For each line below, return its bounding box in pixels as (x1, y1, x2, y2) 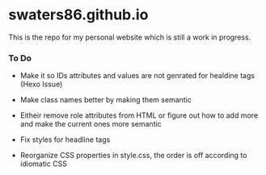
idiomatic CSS (19, 159, 67, 169)
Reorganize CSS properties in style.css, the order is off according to (19, 151, 247, 160)
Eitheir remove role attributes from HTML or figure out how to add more (19, 110, 259, 120)
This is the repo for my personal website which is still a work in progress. (8, 32, 251, 42)
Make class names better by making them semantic (19, 95, 192, 105)
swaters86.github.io (8, 6, 149, 24)
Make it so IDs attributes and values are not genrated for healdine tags (19, 71, 255, 81)
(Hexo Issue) (19, 79, 63, 90)
